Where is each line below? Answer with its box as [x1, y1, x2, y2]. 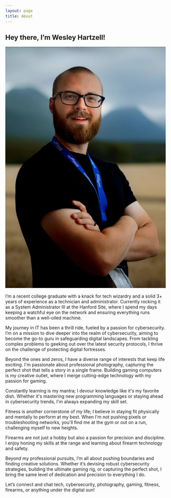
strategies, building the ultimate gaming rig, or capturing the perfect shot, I [5, 466, 162, 473]
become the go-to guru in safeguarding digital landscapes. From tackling [5, 335, 158, 342]
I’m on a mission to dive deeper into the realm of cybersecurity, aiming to [5, 330, 159, 336]
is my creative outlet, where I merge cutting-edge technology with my [5, 373, 152, 379]
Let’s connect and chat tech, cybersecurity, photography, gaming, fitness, [5, 482, 160, 488]
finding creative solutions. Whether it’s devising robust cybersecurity [5, 461, 150, 467]
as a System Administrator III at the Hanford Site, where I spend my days [5, 304, 157, 310]
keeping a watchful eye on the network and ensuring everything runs [5, 309, 150, 316]
